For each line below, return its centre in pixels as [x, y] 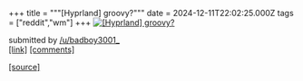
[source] [24, 67]
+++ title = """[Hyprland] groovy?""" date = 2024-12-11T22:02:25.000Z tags [151, 13]
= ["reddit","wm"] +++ [50, 22]
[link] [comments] [42, 49]
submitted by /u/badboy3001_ [64, 40]
